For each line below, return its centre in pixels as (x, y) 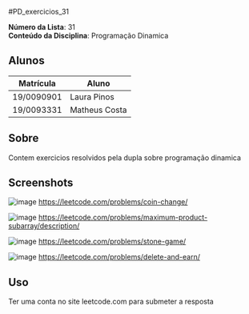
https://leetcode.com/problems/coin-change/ (113, 202)
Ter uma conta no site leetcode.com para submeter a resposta (111, 302)
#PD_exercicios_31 (39, 12)
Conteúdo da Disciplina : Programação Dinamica (88, 36)
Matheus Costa (98, 110)
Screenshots (41, 183)
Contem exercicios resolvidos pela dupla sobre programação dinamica (125, 157)
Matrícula (37, 83)
